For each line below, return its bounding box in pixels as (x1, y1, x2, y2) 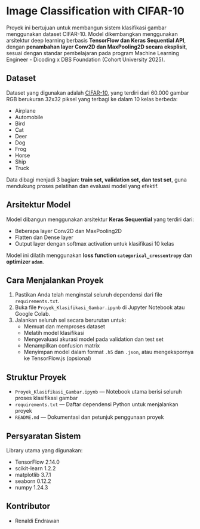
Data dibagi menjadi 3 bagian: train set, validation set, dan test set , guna (6, 176, 187, 183)
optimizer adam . (6, 258, 44, 265)
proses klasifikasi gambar (14, 394, 78, 402)
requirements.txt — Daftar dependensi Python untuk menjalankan (14, 401, 179, 408)
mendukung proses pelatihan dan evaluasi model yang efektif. (6, 182, 159, 189)
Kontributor (6, 501, 51, 512)
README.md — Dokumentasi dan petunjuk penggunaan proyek (14, 413, 164, 421)
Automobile (14, 113, 44, 120)
